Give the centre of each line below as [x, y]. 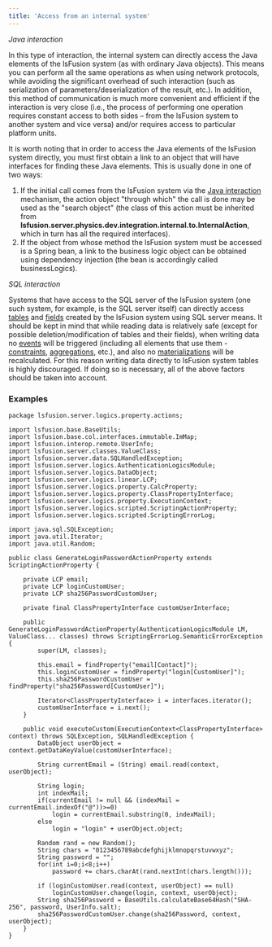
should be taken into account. [58, 377]
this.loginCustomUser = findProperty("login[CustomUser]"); [141, 672]
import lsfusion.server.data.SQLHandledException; [96, 458]
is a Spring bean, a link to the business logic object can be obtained [133, 251]
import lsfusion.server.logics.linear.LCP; [83, 480]
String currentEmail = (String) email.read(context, [129, 765]
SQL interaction [35, 284]
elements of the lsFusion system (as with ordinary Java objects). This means [136, 64]
